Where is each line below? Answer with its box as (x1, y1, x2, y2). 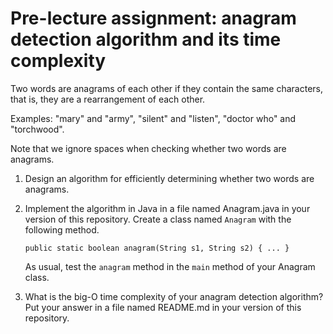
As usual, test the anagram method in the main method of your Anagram (24, 260, 316, 272)
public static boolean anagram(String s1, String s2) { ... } (24, 243, 290, 253)
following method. (24, 223, 100, 236)
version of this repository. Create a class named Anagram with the (24, 213, 292, 225)
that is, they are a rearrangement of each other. (10, 93, 206, 105)
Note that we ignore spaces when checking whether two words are (10, 142, 287, 154)
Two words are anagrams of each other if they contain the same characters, (10, 82, 324, 94)
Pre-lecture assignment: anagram (10, 7, 297, 30)
